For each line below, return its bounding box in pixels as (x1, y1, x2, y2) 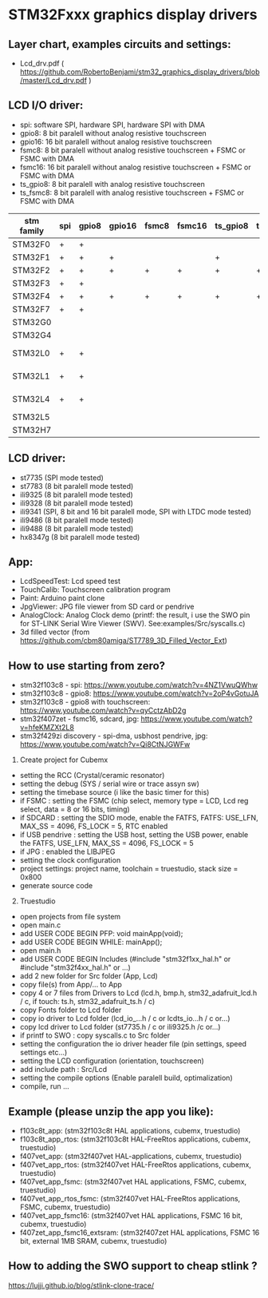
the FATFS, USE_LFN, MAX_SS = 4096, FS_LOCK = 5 (19, 839, 194, 848)
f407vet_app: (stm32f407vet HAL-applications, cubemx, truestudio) (19, 1152, 242, 1161)
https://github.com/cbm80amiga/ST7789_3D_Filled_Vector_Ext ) (19, 636, 227, 645)
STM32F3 (12, 277, 50, 288)
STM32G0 (12, 316, 52, 327)
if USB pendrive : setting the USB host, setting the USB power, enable (19, 830, 249, 840)
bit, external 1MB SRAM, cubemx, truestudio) (19, 1236, 167, 1246)
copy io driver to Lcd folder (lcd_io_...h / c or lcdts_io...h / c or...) (19, 1014, 231, 1023)
